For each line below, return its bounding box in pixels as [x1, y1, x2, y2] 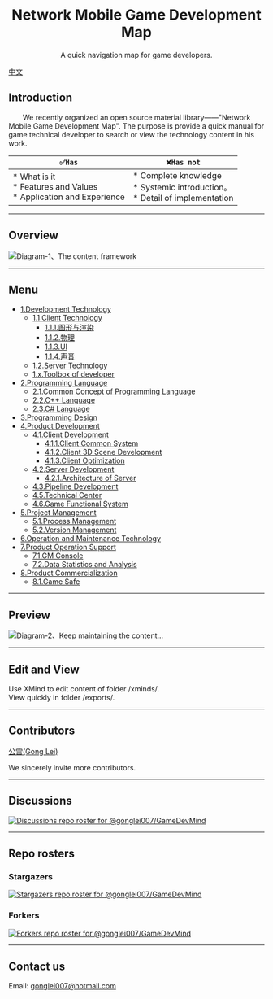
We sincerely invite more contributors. [8, 762, 136, 772]
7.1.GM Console [32, 551, 84, 561]
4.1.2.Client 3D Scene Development [44, 447, 162, 457]
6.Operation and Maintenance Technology [19, 534, 161, 543]
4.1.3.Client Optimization [44, 456, 125, 465]
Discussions [8, 794, 72, 808]
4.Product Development [19, 421, 100, 431]
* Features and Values [12, 181, 98, 192]
